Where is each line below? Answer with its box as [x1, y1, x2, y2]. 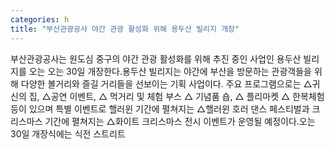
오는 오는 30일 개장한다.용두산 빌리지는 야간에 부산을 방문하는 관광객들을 [28, 65, 312, 77]
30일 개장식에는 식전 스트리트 [10, 127, 126, 140]
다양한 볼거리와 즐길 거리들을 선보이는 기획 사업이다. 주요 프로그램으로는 [20, 77, 302, 90]
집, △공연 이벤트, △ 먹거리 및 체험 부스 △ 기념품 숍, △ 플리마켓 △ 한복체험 [28, 90, 325, 102]
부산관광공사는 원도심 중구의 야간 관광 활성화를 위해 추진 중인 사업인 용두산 [10, 52, 302, 65]
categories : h [10, 14, 70, 25]
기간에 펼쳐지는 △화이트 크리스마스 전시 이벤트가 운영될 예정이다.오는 [44, 115, 316, 127]
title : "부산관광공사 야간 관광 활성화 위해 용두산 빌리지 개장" [10, 24, 240, 34]
